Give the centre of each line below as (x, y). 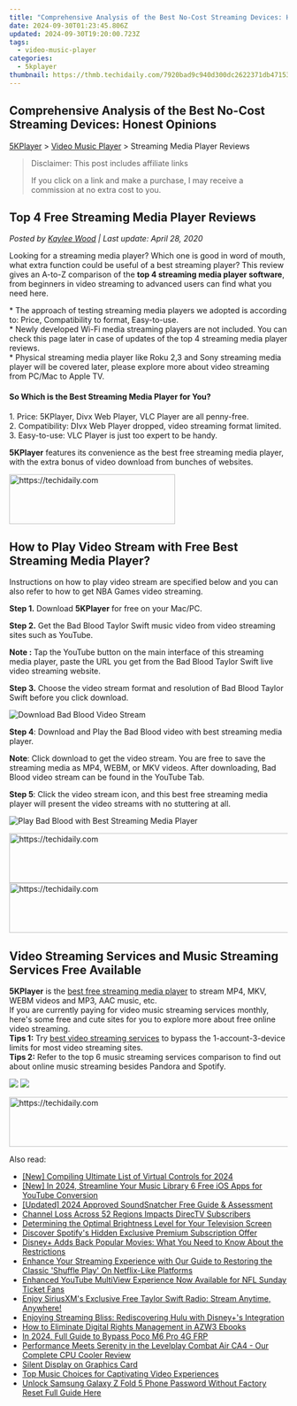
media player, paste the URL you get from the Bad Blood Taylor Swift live (141, 662)
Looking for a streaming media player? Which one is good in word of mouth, (147, 256)
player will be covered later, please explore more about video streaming (139, 367)
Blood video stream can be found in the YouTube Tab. (107, 777)
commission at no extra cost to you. (96, 189)
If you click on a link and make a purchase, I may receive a (137, 180)
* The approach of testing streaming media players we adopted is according (148, 311)
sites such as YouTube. (51, 635)
